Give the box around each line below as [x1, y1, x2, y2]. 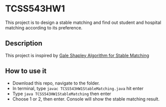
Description [5, 39, 42, 48]
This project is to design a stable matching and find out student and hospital [5, 19, 162, 25]
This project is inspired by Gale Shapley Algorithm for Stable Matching [5, 52, 150, 58]
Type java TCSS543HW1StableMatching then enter [12, 91, 111, 97]
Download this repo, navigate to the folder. [12, 80, 100, 86]
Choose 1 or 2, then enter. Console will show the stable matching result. [12, 96, 160, 102]
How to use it [5, 67, 47, 75]
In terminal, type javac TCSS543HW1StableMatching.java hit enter [12, 85, 144, 91]
